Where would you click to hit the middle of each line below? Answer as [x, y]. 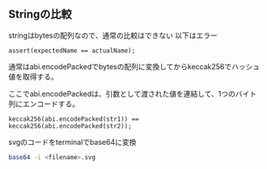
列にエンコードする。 [44, 104]
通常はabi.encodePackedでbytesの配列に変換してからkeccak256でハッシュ [134, 66]
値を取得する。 [33, 76]
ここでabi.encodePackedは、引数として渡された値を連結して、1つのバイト [133, 93]
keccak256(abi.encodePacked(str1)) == [74, 119]
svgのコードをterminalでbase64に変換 [72, 142]
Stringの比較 [40, 14]
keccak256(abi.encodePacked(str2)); [70, 126]
